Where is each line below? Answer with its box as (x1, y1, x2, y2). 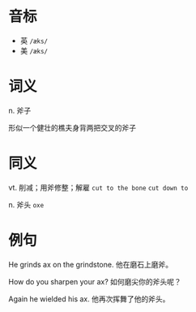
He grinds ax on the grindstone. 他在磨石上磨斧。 (8, 259, 173, 269)
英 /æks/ (19, 36, 49, 45)
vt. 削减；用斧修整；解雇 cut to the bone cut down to (8, 182, 189, 192)
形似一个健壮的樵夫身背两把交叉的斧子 (8, 122, 136, 132)
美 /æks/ (19, 45, 49, 55)
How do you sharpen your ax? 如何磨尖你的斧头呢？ (8, 276, 182, 286)
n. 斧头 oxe (8, 199, 45, 209)
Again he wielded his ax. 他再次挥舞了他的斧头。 (8, 293, 170, 304)
